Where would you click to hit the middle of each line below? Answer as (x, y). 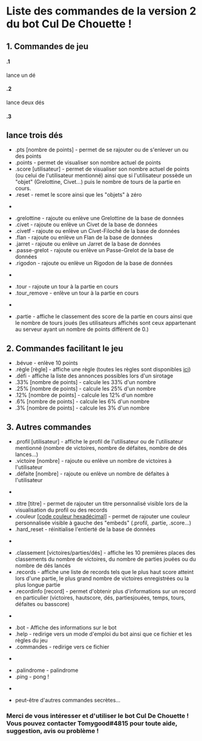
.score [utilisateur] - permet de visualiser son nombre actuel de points (102, 169)
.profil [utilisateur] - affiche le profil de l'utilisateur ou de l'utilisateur (99, 442)
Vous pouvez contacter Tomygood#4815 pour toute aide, (92, 723)
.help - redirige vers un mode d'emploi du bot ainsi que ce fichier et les (103, 634)
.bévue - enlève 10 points (47, 363)
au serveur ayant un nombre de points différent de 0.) (82, 329)
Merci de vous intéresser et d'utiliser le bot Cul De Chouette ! (98, 716)
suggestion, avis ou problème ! (53, 731)
